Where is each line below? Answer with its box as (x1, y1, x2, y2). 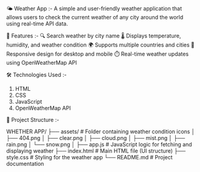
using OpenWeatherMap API (6, 59, 77, 66)
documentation (6, 160, 44, 167)
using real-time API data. (6, 20, 68, 27)
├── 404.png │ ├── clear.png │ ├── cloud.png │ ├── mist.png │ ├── (6, 134, 185, 141)
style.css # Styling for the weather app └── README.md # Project (6, 154, 173, 160)
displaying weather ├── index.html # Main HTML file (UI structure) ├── (6, 147, 186, 154)
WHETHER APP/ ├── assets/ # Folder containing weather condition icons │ (6, 128, 195, 135)
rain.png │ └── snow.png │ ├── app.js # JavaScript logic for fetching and (6, 141, 192, 148)
